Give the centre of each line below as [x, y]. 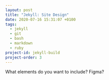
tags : [11, 24]
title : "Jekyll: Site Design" [37, 15]
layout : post [19, 10]
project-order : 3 [24, 57]
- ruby [17, 48]
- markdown [21, 43]
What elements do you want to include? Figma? [55, 72]
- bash [17, 39]
